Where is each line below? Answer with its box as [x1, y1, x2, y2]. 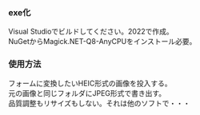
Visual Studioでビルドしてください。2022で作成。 [8, 26, 174, 37]
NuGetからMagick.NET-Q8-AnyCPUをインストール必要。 [8, 37, 197, 46]
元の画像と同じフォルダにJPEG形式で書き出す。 [8, 88, 166, 97]
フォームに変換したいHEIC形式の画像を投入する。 [8, 78, 172, 88]
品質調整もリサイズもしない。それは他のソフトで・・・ [8, 98, 190, 108]
